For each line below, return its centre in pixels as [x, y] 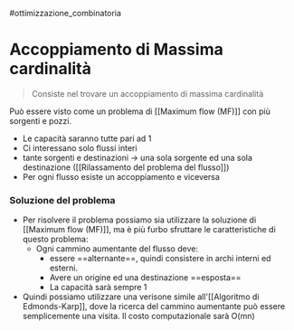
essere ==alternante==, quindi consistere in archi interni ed [160, 259]
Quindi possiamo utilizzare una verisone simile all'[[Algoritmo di [141, 297]
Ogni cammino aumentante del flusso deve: [117, 249]
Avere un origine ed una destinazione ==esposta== [145, 278]
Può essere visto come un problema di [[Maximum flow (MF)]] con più [140, 111]
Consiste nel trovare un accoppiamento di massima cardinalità [147, 93]
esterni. [64, 268]
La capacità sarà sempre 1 [98, 288]
